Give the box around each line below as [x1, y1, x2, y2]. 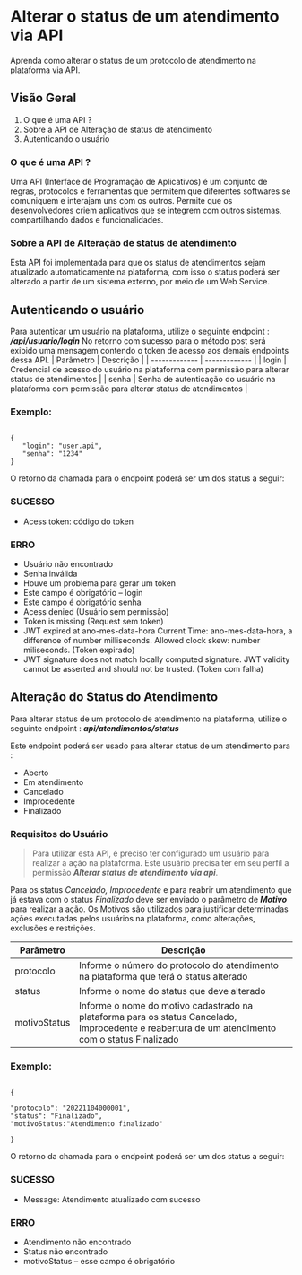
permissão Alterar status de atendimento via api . [31, 868, 219, 878]
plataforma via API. [10, 65, 81, 75]
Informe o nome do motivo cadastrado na [78, 1000, 254, 1012]
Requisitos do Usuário [10, 827, 108, 840]
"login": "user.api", [22, 441, 103, 450]
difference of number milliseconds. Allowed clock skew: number [22, 635, 261, 646]
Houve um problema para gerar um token [22, 578, 177, 589]
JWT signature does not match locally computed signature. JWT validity [22, 654, 290, 665]
